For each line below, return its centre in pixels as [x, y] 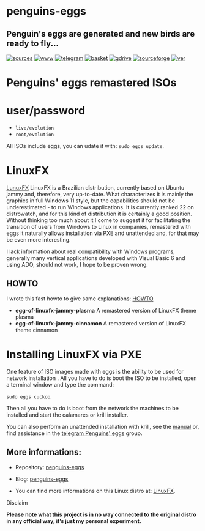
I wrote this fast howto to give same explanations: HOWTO [80, 299]
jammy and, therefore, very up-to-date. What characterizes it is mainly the [100, 195]
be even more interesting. [39, 240]
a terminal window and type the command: [60, 384]
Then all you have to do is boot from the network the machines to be [93, 408]
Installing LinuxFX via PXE [74, 355]
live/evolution [35, 128]
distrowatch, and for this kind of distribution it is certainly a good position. [99, 214]
